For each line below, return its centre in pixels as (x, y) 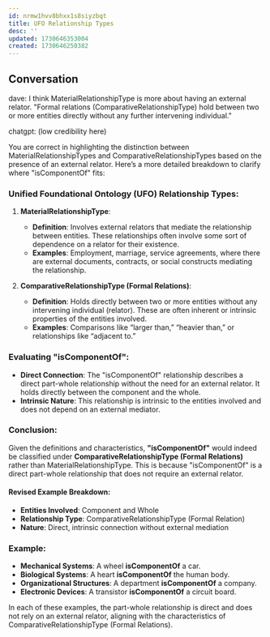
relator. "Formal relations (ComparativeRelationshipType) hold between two (134, 107)
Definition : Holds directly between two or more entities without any (145, 301)
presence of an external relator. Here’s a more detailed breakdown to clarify (135, 164)
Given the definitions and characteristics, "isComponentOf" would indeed (133, 447)
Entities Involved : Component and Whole (90, 511)
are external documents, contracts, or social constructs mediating (142, 262)
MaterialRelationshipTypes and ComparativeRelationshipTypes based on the (135, 156)
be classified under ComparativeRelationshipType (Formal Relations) (126, 456)
